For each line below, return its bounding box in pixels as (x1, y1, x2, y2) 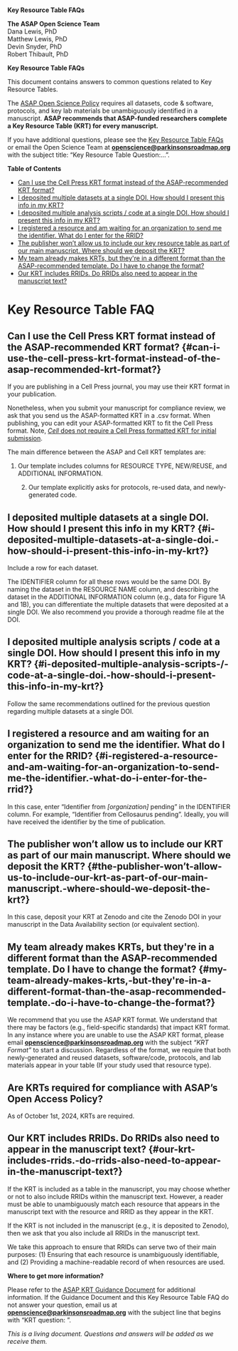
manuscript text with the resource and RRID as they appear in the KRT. (7, 1207, 214, 1216)
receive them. (7, 1337, 48, 1345)
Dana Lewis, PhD (7, 27, 58, 36)
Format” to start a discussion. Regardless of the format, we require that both (7, 1046, 231, 1054)
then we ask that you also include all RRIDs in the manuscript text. (7, 1228, 200, 1237)
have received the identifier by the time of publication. (7, 817, 166, 826)
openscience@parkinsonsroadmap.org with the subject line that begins (7, 1308, 222, 1317)
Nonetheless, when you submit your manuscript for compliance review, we (7, 404, 226, 412)
